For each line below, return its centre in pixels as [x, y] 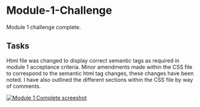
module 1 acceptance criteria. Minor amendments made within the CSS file [99, 67]
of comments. [24, 86]
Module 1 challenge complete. [44, 27]
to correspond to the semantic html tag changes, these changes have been [100, 73]
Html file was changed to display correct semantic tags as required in [93, 60]
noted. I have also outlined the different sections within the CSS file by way [100, 79]
